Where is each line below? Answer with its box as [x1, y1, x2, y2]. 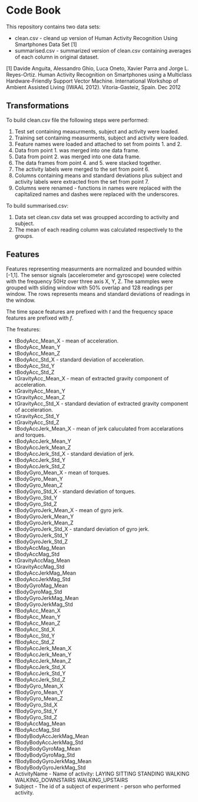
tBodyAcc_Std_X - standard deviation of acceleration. [14, 356, 144, 363]
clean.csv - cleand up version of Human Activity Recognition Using [14, 34, 178, 41]
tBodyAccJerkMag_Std [14, 575, 71, 582]
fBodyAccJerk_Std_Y [14, 670, 66, 677]
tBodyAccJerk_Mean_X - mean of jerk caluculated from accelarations [14, 425, 184, 432]
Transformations [6, 101, 70, 111]
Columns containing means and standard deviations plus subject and [14, 172, 183, 179]
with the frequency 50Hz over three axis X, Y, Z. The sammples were [6, 278, 173, 285]
